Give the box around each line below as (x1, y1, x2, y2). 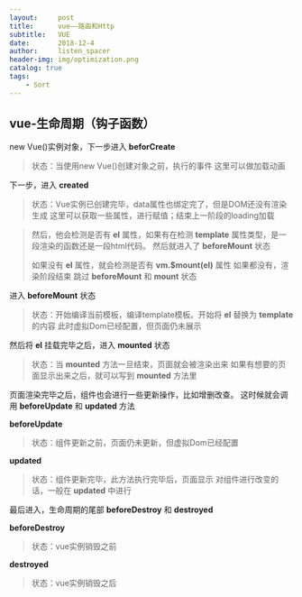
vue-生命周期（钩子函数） (9, 116, 155, 132)
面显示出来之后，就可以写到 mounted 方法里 (31, 371, 197, 381)
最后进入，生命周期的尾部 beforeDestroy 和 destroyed (9, 504, 214, 515)
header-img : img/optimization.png (9, 55, 140, 64)
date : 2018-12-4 (9, 38, 95, 48)
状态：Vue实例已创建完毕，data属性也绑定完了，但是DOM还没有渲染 (31, 199, 288, 210)
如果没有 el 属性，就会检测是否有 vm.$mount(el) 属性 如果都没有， (31, 260, 281, 271)
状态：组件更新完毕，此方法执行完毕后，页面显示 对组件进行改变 (31, 474, 271, 485)
